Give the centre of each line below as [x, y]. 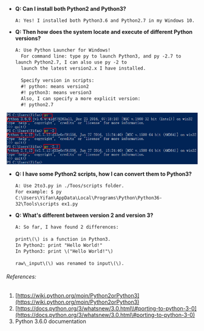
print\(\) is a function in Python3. [63, 239]
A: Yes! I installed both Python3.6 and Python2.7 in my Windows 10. [105, 21]
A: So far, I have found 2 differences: [67, 227]
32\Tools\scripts [37, 204]
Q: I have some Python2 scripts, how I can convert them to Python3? [104, 174]
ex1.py [70, 204]
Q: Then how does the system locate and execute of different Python [104, 32]
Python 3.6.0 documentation [51, 321]
